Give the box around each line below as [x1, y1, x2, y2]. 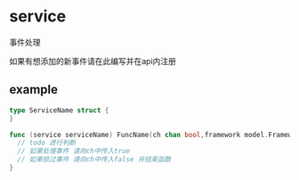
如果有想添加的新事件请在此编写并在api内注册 [9, 55, 176, 66]
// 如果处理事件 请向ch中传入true [17, 147, 131, 156]
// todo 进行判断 [17, 138, 77, 148]
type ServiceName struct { [9, 105, 109, 115]
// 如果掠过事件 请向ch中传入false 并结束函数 [17, 155, 172, 164]
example [9, 82, 59, 97]
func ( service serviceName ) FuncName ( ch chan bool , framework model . [9, 130, 269, 139]
